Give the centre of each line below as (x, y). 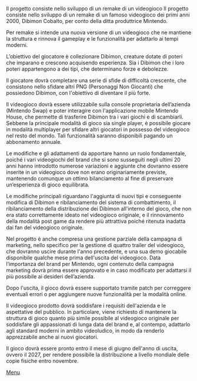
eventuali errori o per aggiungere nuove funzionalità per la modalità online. (96, 294)
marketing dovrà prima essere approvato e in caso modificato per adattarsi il (99, 270)
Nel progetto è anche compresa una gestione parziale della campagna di (94, 239)
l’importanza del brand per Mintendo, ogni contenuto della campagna (90, 264)
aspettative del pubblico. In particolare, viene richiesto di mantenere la (91, 312)
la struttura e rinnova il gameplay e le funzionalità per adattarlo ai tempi (92, 39)
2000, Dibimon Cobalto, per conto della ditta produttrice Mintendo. (87, 21)
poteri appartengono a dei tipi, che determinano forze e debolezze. (87, 69)
